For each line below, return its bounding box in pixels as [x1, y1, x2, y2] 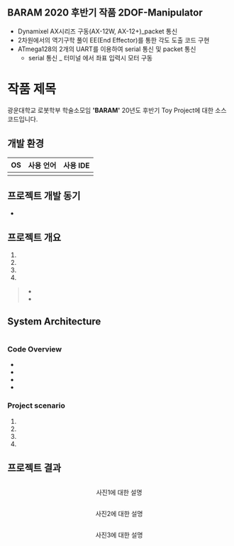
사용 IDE [63, 160, 90, 170]
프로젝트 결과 [7, 462, 62, 474]
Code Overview [7, 344, 62, 354]
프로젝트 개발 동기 [7, 190, 81, 202]
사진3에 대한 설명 [95, 531, 143, 540]
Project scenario [7, 400, 65, 410]
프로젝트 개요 [7, 231, 62, 244]
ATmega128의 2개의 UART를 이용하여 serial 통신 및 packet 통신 [17, 45, 196, 53]
